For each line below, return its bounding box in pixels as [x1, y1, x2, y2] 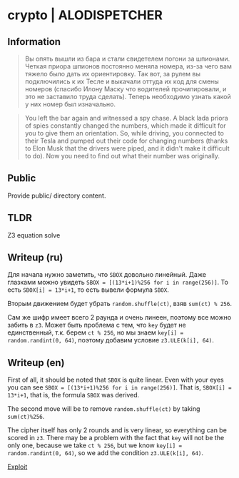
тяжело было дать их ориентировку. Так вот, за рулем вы [24, 70, 201, 78]
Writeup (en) [7, 357, 65, 369]
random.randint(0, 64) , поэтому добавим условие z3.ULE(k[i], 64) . [7, 336, 214, 345]
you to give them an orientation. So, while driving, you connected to [24, 129, 225, 137]
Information [7, 36, 61, 48]
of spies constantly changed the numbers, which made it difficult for [24, 121, 226, 130]
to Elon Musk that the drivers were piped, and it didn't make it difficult [24, 144, 230, 153]
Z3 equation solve [7, 230, 61, 239]
